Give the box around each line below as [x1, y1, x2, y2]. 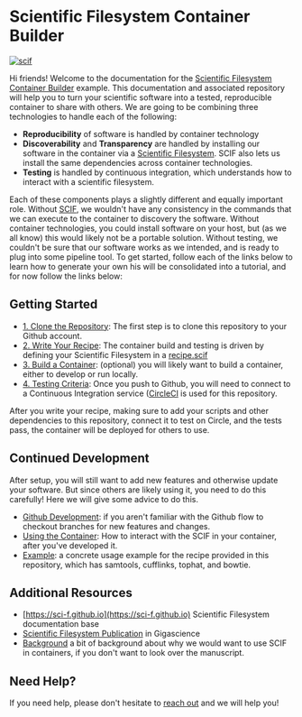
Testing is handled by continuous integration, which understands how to [22, 167, 292, 178]
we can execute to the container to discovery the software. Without [9, 213, 260, 224]
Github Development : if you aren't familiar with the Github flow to [22, 511, 264, 522]
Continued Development [9, 451, 151, 466]
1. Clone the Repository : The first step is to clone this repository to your [22, 320, 287, 331]
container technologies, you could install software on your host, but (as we [9, 223, 287, 234]
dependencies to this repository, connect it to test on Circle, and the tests [9, 415, 282, 426]
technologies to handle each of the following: [9, 111, 178, 122]
